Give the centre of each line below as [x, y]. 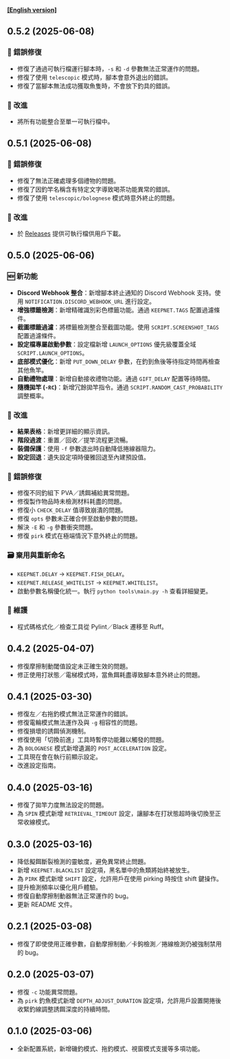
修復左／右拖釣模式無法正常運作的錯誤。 [74, 714]
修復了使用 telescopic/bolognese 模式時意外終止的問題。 [97, 198]
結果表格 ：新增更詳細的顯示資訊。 [65, 431]
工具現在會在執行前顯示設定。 [59, 757]
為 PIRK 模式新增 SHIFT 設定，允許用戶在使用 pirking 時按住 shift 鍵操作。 [120, 879]
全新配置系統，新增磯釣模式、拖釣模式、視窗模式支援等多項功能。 [110, 1048]
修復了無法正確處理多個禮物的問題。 [68, 181]
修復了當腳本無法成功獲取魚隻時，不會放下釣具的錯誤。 [95, 86]
